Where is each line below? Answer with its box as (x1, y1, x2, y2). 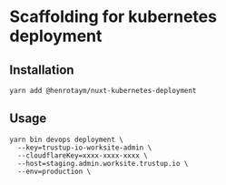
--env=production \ (17, 167, 92, 176)
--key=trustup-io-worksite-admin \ (17, 143, 152, 152)
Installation (9, 62, 74, 77)
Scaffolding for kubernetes (9, 6, 218, 27)
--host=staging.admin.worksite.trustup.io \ (17, 159, 189, 168)
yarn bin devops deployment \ (9, 135, 124, 144)
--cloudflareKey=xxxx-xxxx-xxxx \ (17, 150, 148, 160)
